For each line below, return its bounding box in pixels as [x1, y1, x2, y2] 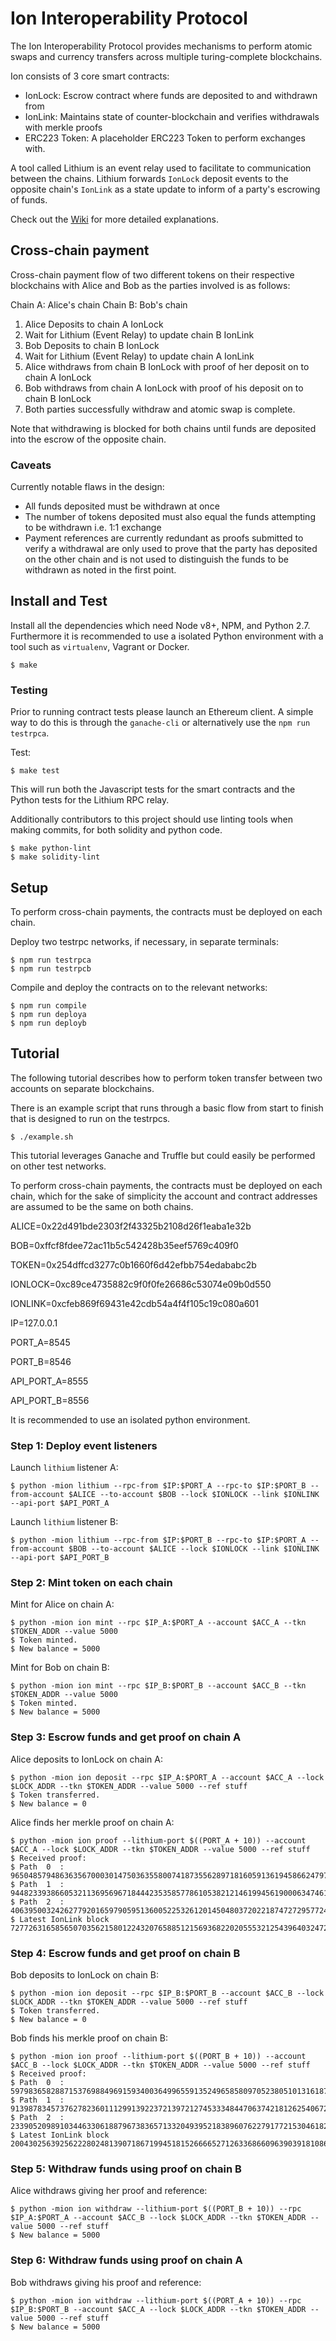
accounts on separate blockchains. [10, 1082, 155, 1094]
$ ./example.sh [10, 1132, 74, 1142]
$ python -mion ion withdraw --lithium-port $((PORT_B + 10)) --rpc [10, 2204, 302, 2214]
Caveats [10, 458, 52, 472]
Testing [10, 683, 48, 697]
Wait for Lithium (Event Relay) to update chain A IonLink [24, 350, 255, 362]
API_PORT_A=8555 [10, 1375, 89, 1387]
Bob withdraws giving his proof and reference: [10, 2276, 202, 2288]
